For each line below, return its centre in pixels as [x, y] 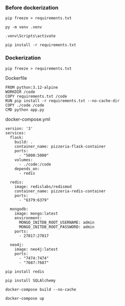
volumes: [24, 160]
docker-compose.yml [28, 119]
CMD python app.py [25, 110]
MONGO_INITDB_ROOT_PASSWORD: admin [57, 227]
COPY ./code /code [25, 105]
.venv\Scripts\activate [31, 36]
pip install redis [25, 272]
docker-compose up [25, 298]
